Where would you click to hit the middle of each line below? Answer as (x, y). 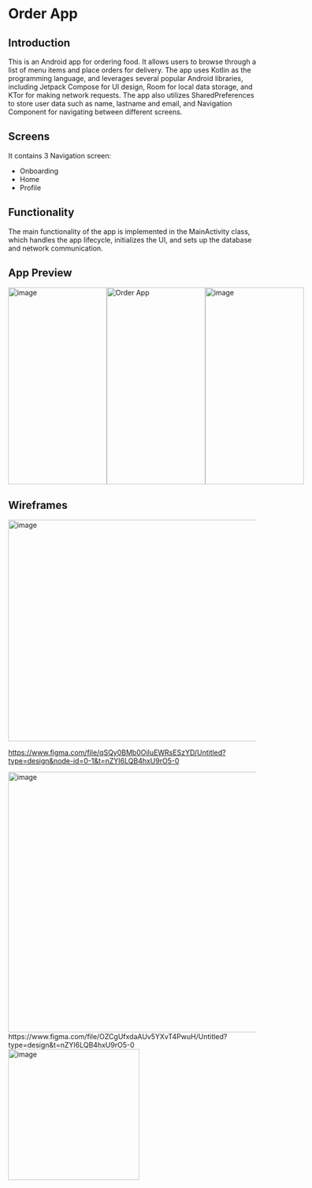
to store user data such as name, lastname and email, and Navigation (120, 104)
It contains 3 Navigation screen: (60, 155)
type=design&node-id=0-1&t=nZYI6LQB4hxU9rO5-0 (94, 761)
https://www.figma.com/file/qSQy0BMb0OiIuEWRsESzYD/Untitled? (117, 752)
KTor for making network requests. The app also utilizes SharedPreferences (131, 95)
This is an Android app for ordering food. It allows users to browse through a (132, 61)
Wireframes (38, 505)
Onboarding (39, 171)
